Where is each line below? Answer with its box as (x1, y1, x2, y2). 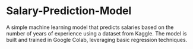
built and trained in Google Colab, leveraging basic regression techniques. (6, 36, 188, 43)
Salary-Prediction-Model (6, 4, 132, 18)
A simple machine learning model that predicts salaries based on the (6, 24, 174, 31)
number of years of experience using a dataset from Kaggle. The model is (6, 30, 187, 37)
